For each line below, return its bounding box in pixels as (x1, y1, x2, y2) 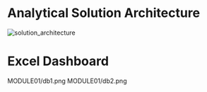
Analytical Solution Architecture (7, 5, 200, 21)
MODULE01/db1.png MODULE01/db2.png (7, 76, 127, 85)
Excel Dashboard (7, 53, 110, 69)
